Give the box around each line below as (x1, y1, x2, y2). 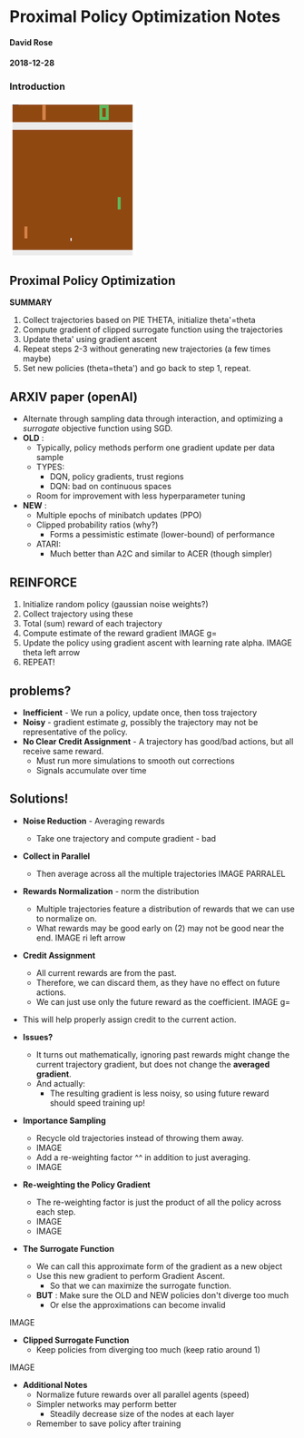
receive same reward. (22, 745, 104, 756)
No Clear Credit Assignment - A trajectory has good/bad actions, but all (22, 735, 294, 746)
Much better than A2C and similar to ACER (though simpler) (49, 548, 273, 559)
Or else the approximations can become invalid (49, 1299, 226, 1310)
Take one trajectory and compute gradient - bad (35, 832, 216, 843)
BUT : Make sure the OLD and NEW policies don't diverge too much (35, 1289, 289, 1300)
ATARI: (35, 538, 62, 550)
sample (35, 452, 64, 463)
